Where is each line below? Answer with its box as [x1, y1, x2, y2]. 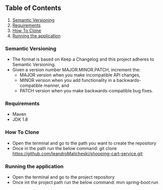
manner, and [43, 82, 69, 88]
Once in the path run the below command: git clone [12, 145, 117, 151]
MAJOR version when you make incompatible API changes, [19, 72, 141, 78]
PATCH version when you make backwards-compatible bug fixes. [19, 88, 153, 94]
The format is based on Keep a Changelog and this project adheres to [12, 56, 155, 62]
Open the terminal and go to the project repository [12, 174, 115, 180]
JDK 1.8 [12, 116, 28, 122]
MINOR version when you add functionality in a [19, 77, 116, 83]
